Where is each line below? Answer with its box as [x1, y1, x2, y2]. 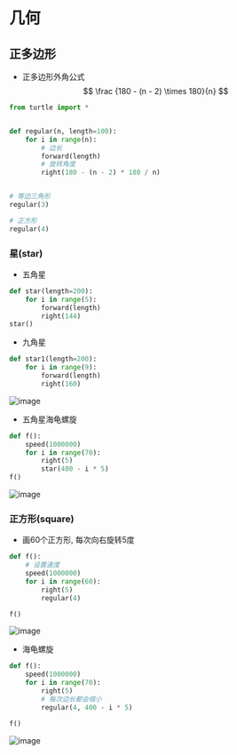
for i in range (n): [25, 135, 98, 144]
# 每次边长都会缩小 [41, 695, 102, 703]
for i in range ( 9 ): [25, 363, 98, 372]
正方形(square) [9, 513, 75, 525]
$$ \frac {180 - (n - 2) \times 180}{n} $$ [83, 86, 229, 96]
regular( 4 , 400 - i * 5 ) [41, 703, 133, 711]
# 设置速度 [25, 560, 60, 569]
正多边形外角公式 [21, 72, 85, 82]
